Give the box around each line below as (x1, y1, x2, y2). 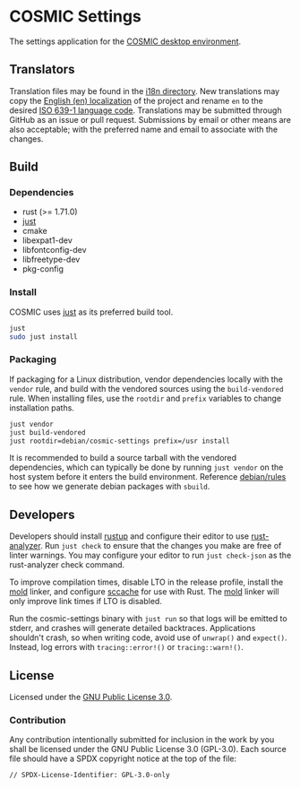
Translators (9, 62, 75, 77)
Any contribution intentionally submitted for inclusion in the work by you (9, 734, 275, 745)
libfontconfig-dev (21, 245, 87, 255)
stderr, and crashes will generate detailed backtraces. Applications (9, 623, 256, 634)
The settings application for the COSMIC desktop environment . (9, 36, 242, 47)
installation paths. (9, 402, 74, 413)
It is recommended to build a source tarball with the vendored (9, 453, 237, 463)
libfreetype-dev (21, 254, 81, 265)
